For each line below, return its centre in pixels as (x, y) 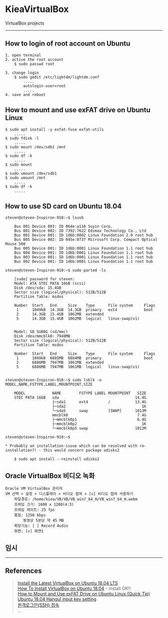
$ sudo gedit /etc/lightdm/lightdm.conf (57, 77)
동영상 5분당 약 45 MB (43, 521)
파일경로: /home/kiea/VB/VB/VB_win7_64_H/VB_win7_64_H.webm (76, 499)
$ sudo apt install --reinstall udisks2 (57, 459)
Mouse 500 (15, 244)
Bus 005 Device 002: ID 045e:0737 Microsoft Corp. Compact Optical (86, 240)
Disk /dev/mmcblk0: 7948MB (42, 336)
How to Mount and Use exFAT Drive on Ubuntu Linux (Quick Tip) (84, 593)
